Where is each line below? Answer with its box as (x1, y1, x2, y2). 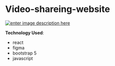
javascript (12, 55, 33, 61)
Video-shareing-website (5, 3, 110, 15)
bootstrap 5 (12, 50, 37, 56)
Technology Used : (5, 29, 44, 35)
